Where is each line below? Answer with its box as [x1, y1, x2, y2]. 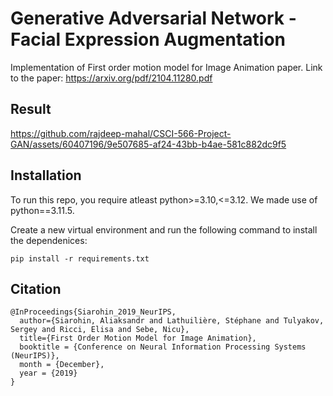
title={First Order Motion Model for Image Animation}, [19, 333, 257, 344]
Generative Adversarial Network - [10, 7, 297, 30]
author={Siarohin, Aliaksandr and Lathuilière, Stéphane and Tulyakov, [19, 316, 325, 326]
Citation [10, 280, 62, 297]
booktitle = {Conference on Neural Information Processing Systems [19, 342, 307, 352]
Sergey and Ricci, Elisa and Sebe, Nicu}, [10, 325, 190, 335]
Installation [10, 167, 82, 184]
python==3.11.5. [10, 204, 75, 216]
